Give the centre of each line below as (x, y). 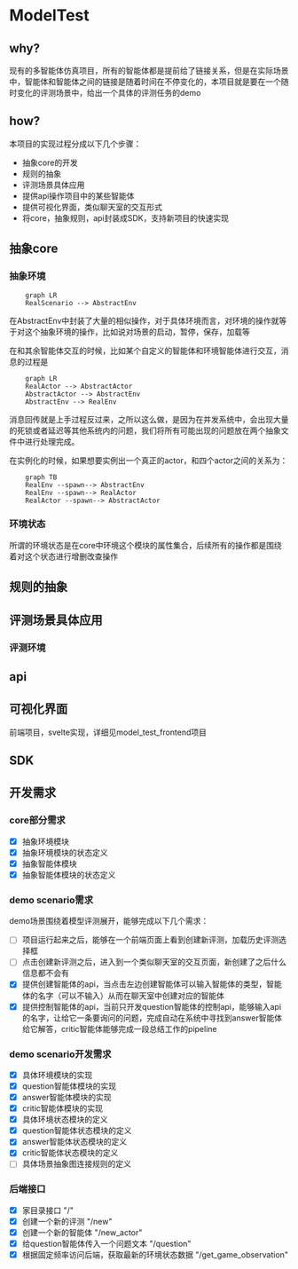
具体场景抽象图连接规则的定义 (76, 1164)
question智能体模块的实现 (69, 1086)
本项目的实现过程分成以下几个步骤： (75, 144)
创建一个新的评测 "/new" (67, 1221)
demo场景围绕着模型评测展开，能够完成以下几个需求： (109, 921)
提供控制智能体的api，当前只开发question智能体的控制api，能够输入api (152, 1006)
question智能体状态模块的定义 (77, 1131)
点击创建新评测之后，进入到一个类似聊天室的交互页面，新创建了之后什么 (154, 962)
